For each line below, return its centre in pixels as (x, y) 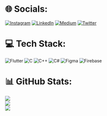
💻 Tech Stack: (36, 44)
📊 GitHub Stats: (39, 82)
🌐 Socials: (26, 9)
